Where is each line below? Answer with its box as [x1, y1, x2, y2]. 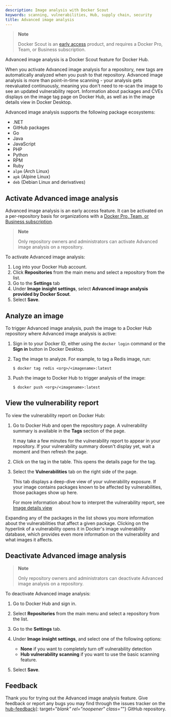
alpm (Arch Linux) [12, 168, 50, 175]
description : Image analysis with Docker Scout [5, 7, 109, 13]
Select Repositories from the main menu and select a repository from [12, 610, 160, 616]
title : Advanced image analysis [5, 17, 74, 22]
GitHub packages [12, 124, 50, 131]
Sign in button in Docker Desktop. [12, 346, 84, 352]
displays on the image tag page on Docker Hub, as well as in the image [5, 93, 155, 100]
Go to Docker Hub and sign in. [12, 600, 77, 607]
